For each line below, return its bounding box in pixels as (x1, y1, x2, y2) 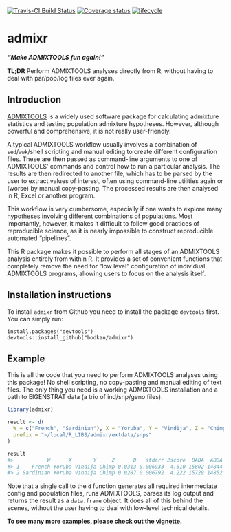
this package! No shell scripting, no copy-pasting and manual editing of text (7, 379, 222, 387)
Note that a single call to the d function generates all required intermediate (7, 482, 218, 490)
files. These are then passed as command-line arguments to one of (7, 155, 198, 163)
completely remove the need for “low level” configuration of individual (7, 262, 206, 270)
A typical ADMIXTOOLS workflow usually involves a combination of (7, 140, 197, 148)
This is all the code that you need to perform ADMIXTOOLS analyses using (7, 371, 218, 379)
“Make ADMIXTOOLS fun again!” (7, 53, 104, 61)
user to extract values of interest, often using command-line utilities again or (7, 176, 223, 185)
